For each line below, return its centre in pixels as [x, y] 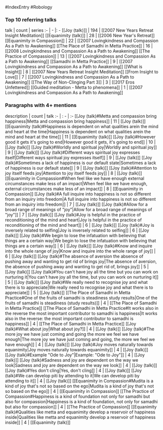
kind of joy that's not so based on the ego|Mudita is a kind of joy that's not [80, 386]
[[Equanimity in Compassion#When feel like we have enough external [75, 178]
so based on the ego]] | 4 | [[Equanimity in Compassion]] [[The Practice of [80, 391]
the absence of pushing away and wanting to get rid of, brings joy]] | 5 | [77, 266]
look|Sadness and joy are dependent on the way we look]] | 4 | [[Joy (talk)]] [81, 365]
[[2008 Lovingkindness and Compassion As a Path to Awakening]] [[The [78, 51]
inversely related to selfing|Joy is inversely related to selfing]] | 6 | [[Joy [77, 230]
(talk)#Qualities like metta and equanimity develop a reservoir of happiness [80, 412]
